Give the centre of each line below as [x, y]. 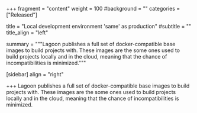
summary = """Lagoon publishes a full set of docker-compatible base [91, 44]
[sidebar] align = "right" [35, 74]
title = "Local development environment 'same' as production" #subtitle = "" [98, 26]
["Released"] [22, 15]
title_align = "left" [27, 33]
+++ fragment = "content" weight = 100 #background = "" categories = [93, 9]
